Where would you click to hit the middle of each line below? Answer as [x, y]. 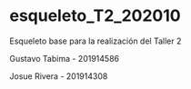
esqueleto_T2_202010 [95, 16]
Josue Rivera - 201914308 [59, 76]
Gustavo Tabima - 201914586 [65, 58]
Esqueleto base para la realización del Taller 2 [95, 41]
